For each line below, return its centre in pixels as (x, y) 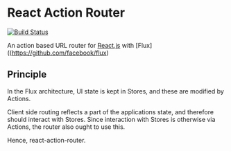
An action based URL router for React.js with (71, 45)
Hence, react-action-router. (46, 140)
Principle (27, 74)
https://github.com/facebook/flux (59, 53)
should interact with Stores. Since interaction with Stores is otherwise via (111, 119)
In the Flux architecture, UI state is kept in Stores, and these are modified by (115, 91)
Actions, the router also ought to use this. (66, 127)
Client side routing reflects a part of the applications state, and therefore (110, 112)
